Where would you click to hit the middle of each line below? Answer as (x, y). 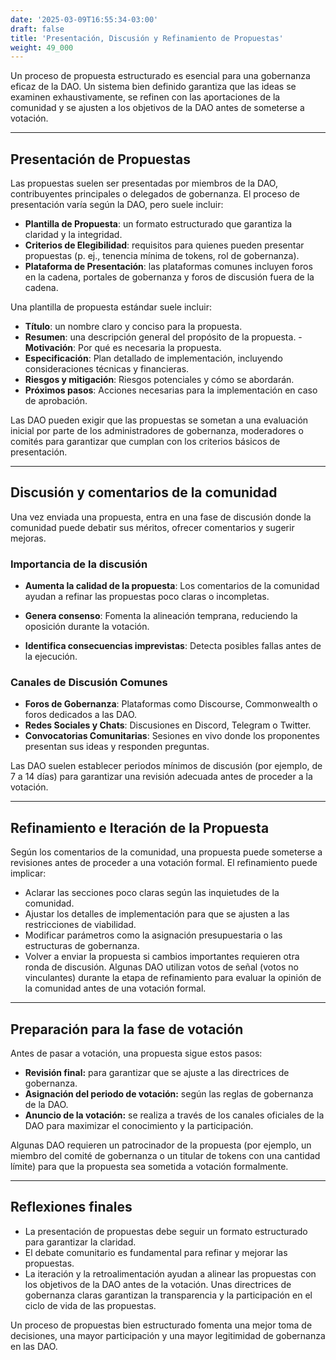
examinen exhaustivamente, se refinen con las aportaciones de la (145, 97)
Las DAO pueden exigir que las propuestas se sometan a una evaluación (159, 420)
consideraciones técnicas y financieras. (107, 369)
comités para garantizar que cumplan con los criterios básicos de (145, 442)
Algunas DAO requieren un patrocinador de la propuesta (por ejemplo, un (161, 1145)
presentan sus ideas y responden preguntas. (117, 747)
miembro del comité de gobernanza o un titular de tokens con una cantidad (165, 1156)
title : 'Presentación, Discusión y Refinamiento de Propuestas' (147, 38)
